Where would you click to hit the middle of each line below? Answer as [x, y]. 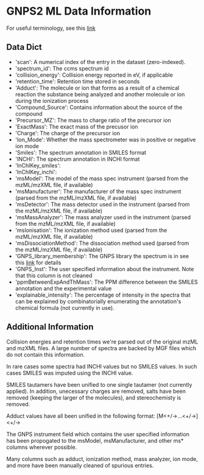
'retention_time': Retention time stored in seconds [77, 81]
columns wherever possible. [42, 447]
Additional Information [50, 327]
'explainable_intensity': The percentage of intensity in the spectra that [103, 295]
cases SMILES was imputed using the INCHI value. [70, 373]
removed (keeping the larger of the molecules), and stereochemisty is [94, 398]
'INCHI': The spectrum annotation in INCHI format [77, 159]
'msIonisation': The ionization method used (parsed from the [91, 230]
